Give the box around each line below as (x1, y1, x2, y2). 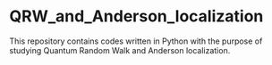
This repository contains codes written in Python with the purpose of (9, 36, 263, 46)
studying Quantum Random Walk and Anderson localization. (9, 45, 231, 55)
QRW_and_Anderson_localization (9, 6, 264, 27)
